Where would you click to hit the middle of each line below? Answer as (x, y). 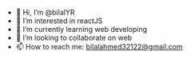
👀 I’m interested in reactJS (59, 21)
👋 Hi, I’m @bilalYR (45, 12)
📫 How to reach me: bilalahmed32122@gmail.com (99, 47)
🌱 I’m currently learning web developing (82, 29)
